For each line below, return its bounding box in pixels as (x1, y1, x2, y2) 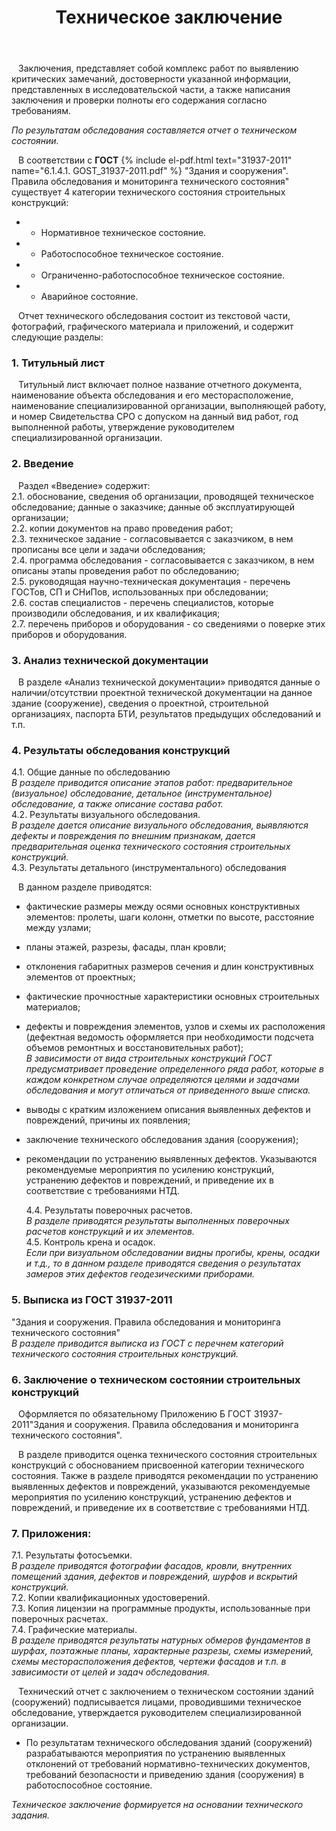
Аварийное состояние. (40, 291, 139, 303)
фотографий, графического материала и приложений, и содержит (11, 321, 294, 333)
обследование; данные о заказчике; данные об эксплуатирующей (11, 501, 295, 513)
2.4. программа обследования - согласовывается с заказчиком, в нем (11, 554, 315, 566)
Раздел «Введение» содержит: (18, 479, 151, 491)
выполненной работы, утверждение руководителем (11, 421, 235, 433)
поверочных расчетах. (11, 1613, 109, 1625)
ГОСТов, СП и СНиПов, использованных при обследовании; (11, 586, 269, 598)
